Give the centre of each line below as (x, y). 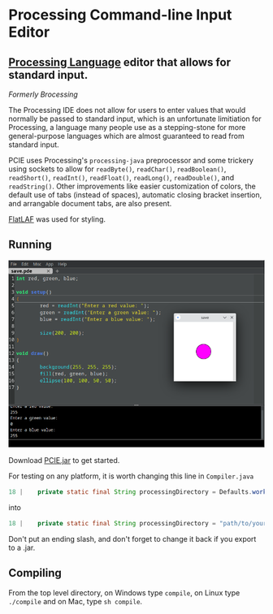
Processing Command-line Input (120, 15)
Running (30, 245)
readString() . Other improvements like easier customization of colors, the (132, 186)
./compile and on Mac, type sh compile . (76, 601)
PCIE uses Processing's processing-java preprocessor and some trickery (131, 160)
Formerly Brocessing (43, 94)
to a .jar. (22, 547)
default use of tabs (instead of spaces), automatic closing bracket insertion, (135, 195)
